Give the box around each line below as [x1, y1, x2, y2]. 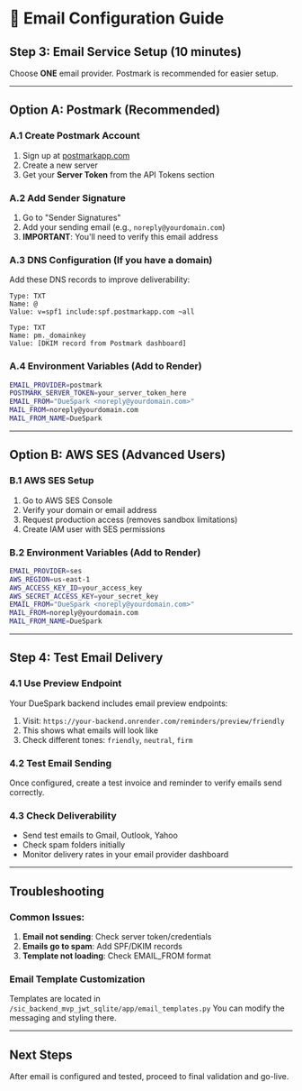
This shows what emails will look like [22, 725, 159, 736]
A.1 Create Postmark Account [9, 130, 141, 142]
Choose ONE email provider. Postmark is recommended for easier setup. [9, 68, 279, 78]
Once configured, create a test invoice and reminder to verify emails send [9, 777, 282, 788]
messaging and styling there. [9, 1013, 117, 1023]
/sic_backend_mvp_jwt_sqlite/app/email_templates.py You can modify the [9, 1003, 285, 1013]
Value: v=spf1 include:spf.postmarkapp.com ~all [9, 307, 195, 316]
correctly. [9, 787, 45, 798]
